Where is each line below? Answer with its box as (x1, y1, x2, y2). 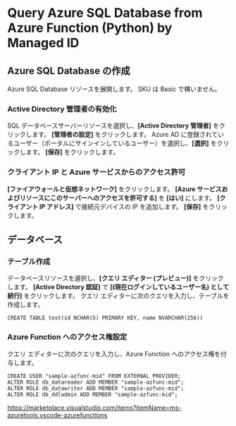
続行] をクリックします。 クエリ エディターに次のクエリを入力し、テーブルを (7, 291, 230, 300)
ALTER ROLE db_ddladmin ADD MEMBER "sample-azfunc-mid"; (7, 391, 178, 398)
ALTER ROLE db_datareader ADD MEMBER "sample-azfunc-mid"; (7, 379, 185, 386)
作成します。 (7, 300, 44, 309)
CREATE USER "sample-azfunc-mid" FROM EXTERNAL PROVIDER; (7, 372, 181, 379)
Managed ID (7, 35, 80, 51)
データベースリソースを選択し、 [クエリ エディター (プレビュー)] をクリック (7, 274, 224, 283)
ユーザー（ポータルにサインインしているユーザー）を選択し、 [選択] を (13, 139, 217, 147)
